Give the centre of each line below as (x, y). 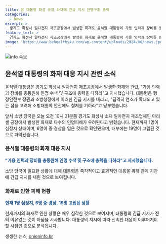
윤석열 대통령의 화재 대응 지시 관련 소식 (61, 74)
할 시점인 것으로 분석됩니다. (32, 226)
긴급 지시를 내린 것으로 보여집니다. (43, 177)
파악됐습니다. (27, 134)
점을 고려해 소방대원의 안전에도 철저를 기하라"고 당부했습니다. (69, 105)
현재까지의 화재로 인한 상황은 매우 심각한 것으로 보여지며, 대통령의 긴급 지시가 (80, 213)
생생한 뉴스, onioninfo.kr (29, 237)
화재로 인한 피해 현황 (28, 191)
